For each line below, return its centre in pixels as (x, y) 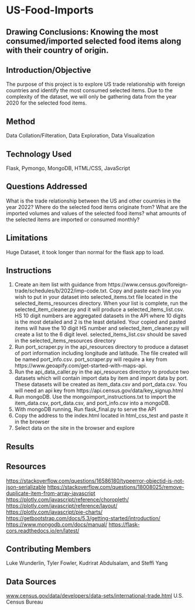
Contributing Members (49, 549)
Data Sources (31, 582)
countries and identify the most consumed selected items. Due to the (89, 90)
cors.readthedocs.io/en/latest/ (43, 530)
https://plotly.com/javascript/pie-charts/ (54, 512)
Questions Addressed (47, 186)
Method (21, 121)
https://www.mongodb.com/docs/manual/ (57, 524)
